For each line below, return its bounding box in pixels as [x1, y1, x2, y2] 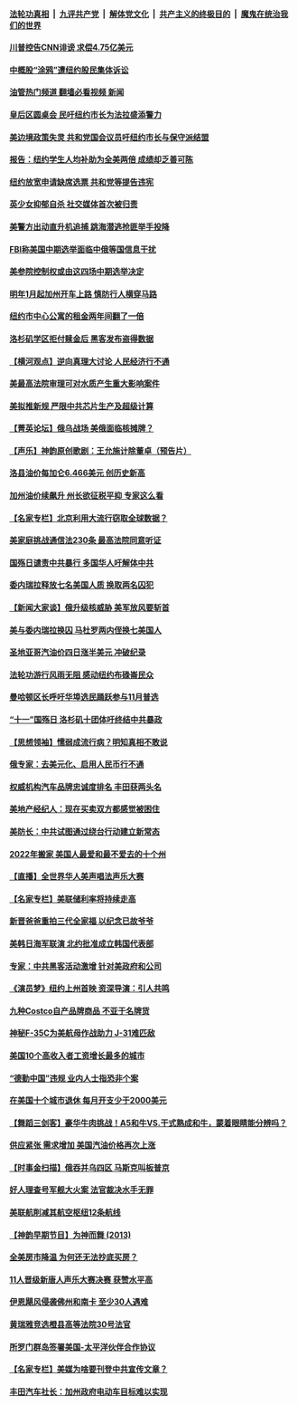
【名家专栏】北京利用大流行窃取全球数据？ [9, 512, 168, 523]
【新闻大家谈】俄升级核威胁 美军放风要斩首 [9, 602, 170, 613]
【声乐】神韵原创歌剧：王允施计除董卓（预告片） [9, 444, 191, 456]
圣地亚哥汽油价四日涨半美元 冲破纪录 [9, 647, 146, 658]
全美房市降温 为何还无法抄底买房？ [9, 1252, 138, 1263]
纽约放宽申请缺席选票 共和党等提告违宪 [9, 177, 154, 187]
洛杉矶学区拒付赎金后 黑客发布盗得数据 [9, 333, 154, 344]
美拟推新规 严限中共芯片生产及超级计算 [9, 400, 154, 411]
